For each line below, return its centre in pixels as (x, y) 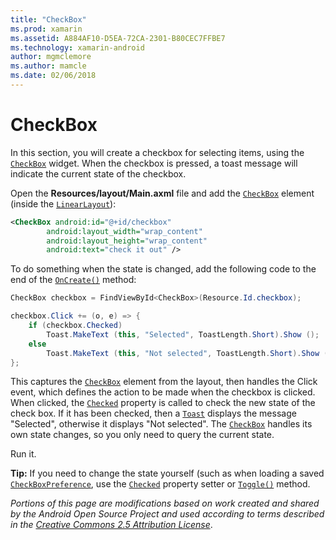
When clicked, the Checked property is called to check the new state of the (163, 403)
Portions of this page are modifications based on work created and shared (165, 503)
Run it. (23, 454)
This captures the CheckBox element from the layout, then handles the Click (164, 382)
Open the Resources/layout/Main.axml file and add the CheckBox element (162, 193)
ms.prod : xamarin (46, 29)
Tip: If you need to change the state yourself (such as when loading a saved (167, 473)
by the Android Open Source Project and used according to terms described (167, 514)
